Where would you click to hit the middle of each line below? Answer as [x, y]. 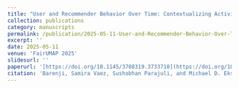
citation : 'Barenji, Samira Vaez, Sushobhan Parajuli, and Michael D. [114, 73]
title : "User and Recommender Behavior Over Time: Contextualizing [110, 14]
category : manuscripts [41, 27]
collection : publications [46, 21]
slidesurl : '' [28, 60]
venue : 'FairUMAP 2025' [43, 54]
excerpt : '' [25, 40]
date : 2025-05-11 [33, 47]
